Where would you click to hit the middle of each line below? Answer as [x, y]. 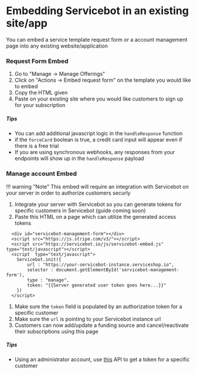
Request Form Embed [37, 61]
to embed [26, 86]
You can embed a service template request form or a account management [97, 39]
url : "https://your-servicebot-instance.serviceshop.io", [101, 265]
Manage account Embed [42, 173]
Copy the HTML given [41, 93]
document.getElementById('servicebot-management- [118, 270]
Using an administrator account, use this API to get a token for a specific [102, 359]
